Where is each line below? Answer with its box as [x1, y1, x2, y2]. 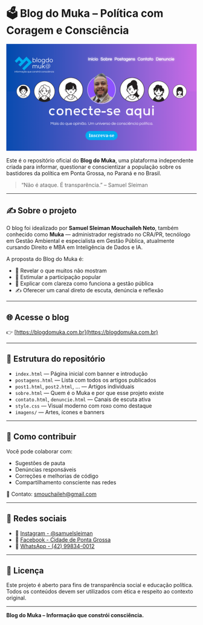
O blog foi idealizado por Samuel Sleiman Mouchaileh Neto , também [6, 225, 179, 232]
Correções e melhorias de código [14, 472, 98, 479]
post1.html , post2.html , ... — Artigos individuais [14, 383, 135, 390]
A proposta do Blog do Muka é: [6, 255, 84, 263]
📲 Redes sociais [6, 513, 67, 524]
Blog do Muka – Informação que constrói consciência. [6, 612, 144, 619]
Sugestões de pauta [14, 459, 65, 467]
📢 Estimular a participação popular [14, 274, 101, 281]
